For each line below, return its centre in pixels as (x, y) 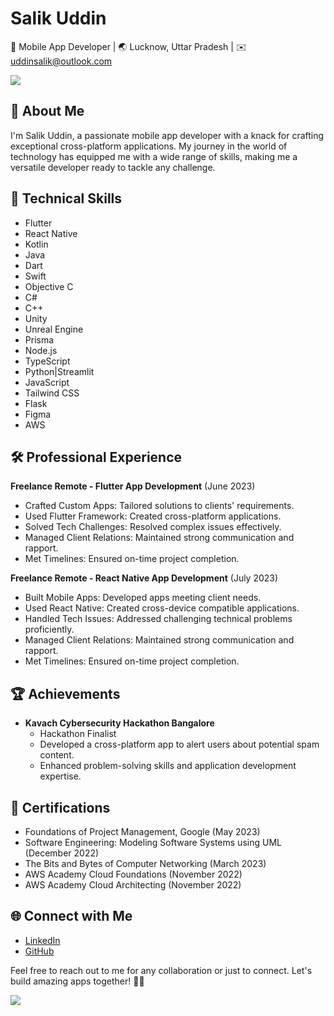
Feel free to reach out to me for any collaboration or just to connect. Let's (161, 970)
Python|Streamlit (59, 371)
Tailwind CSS (52, 393)
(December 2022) (62, 853)
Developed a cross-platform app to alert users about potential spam (179, 744)
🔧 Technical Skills (66, 198)
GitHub (39, 951)
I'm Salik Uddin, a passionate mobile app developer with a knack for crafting (167, 135)
